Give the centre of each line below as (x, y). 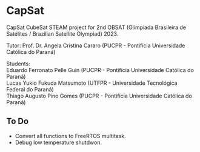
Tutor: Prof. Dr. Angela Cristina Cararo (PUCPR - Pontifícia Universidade (96, 45)
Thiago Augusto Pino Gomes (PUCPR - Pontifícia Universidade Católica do (99, 96)
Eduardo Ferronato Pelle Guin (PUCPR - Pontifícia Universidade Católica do (100, 70)
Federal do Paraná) (30, 89)
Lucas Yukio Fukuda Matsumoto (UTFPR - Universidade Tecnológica (92, 83)
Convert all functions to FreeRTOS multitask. (70, 136)
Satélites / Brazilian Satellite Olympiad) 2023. (62, 33)
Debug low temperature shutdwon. (58, 142)
